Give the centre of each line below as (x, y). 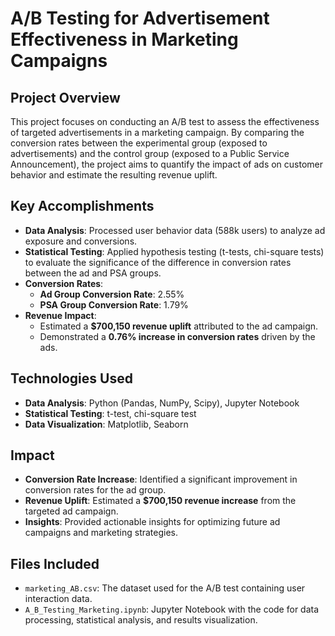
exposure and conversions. (81, 241)
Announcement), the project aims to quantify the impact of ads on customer (167, 164)
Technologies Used (71, 378)
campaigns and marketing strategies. (101, 533)
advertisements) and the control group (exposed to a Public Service (150, 153)
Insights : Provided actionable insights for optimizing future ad (152, 522)
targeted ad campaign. (71, 511)
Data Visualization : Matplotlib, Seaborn (106, 424)
